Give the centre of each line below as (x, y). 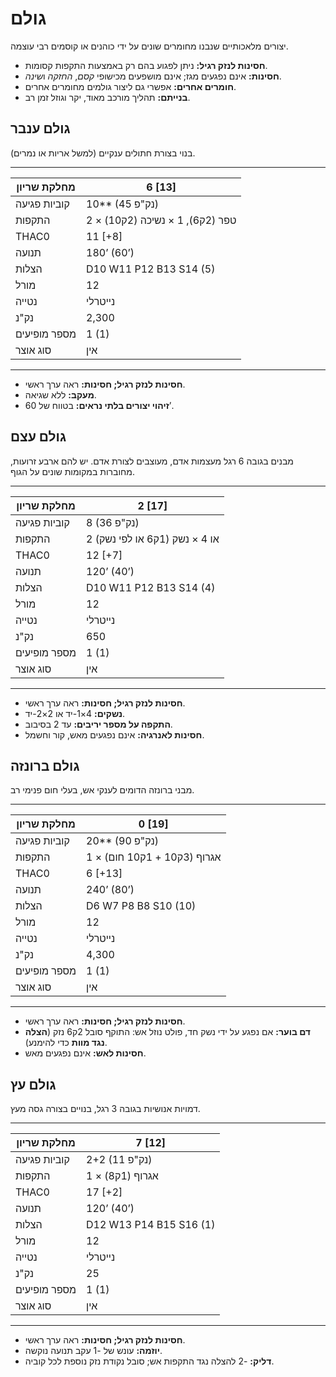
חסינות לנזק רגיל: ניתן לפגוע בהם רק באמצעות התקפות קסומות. (146, 65)
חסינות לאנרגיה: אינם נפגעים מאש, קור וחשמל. (114, 734)
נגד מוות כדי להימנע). (66, 1043)
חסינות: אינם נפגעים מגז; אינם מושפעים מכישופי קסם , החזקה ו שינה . (153, 76)
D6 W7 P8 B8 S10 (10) (141, 906)
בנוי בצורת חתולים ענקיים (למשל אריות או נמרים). (103, 153)
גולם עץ (33, 1084)
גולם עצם (38, 437)
